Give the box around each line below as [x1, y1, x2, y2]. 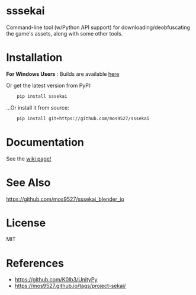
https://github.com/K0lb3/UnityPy [14, 276, 98, 283]
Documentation [6, 135, 85, 149]
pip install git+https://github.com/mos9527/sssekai [17, 116, 150, 121]
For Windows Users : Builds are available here [6, 70, 120, 78]
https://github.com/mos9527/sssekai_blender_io [6, 195, 124, 203]
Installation [6, 51, 63, 65]
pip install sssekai [17, 93, 68, 99]
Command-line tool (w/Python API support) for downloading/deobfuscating [6, 24, 191, 31]
